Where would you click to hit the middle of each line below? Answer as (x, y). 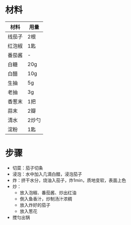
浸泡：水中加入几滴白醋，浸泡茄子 (47, 174)
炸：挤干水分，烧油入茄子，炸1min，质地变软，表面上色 (69, 180)
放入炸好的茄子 (35, 205)
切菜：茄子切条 (28, 168)
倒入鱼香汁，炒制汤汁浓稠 (46, 199)
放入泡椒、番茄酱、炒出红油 (48, 192)
